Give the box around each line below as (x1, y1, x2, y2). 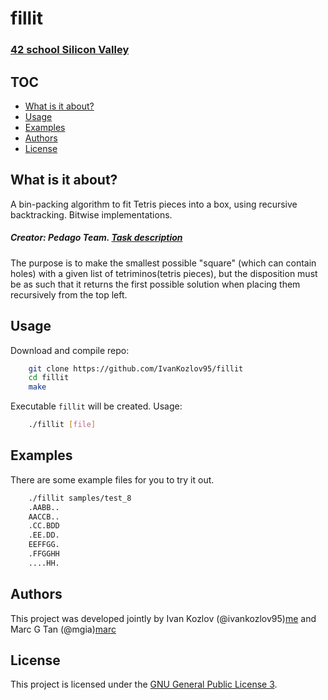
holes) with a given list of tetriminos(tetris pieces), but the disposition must (10, 267, 318, 279)
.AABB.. (28, 502, 60, 512)
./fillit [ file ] (28, 420, 97, 430)
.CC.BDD (28, 521, 60, 531)
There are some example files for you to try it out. (10, 473, 215, 486)
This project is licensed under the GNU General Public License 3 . (10, 678, 278, 691)
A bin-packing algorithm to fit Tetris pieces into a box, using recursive (10, 198, 298, 210)
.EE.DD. (28, 530, 60, 541)
